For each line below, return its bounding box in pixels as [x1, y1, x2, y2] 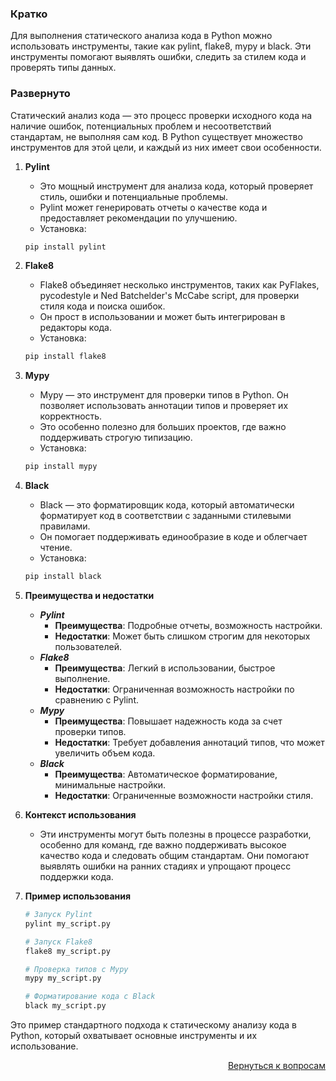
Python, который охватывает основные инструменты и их [10, 1030, 258, 1042]
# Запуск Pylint [24, 910, 93, 920]
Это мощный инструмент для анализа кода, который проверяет [39, 180, 314, 192]
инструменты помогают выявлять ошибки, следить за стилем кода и [10, 51, 307, 63]
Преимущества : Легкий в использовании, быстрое [54, 662, 276, 674]
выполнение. [54, 673, 111, 685]
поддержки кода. [39, 871, 114, 883]
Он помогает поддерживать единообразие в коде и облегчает [39, 531, 308, 543]
